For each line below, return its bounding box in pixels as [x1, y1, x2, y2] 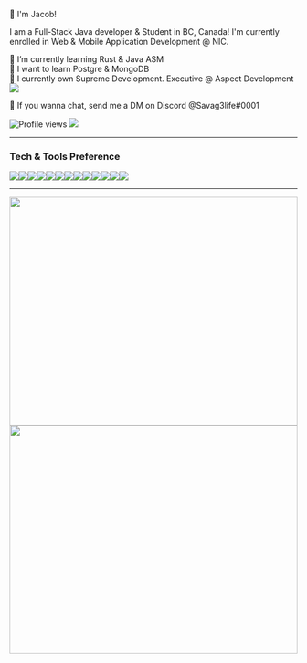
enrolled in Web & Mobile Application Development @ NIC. [9, 37, 229, 47]
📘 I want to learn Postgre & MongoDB [9, 64, 150, 74]
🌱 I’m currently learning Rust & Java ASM [9, 54, 164, 64]
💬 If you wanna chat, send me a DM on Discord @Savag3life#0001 [9, 100, 259, 110]
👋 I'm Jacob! [9, 9, 58, 19]
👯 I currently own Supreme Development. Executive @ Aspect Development [9, 73, 294, 84]
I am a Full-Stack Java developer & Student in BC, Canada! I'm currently [9, 26, 281, 37]
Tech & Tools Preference [9, 150, 121, 163]
